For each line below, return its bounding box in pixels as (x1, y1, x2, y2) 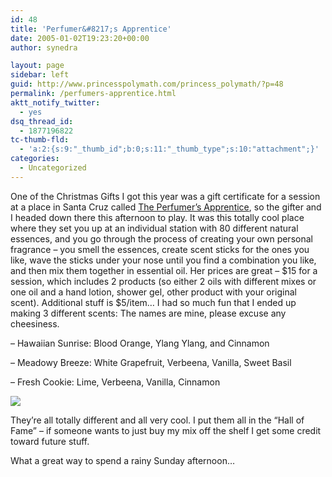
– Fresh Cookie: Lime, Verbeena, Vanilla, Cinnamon (10, 376, 221, 388)
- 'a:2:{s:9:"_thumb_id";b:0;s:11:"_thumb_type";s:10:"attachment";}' (19, 144, 320, 155)
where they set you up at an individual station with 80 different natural (10, 222, 299, 234)
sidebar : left (10, 70, 70, 80)
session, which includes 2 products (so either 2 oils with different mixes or (10, 275, 317, 287)
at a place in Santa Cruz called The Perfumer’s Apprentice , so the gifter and (10, 201, 322, 213)
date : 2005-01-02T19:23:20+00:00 (10, 33, 150, 43)
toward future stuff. (10, 435, 90, 447)
